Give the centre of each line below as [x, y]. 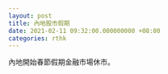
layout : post [30, 16]
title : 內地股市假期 [39, 23]
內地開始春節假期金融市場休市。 [61, 62]
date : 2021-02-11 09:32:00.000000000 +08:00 [84, 31]
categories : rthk [38, 38]
